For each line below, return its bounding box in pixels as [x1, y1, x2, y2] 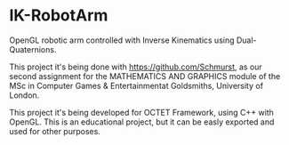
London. [9, 90, 40, 101]
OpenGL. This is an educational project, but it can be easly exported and [9, 117, 275, 127]
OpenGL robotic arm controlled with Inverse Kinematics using [9, 35, 235, 45]
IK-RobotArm [9, 5, 108, 26]
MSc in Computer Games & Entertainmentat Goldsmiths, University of [9, 80, 264, 91]
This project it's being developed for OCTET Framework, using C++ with [9, 107, 274, 117]
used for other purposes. [9, 125, 100, 136]
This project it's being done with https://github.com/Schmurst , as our [9, 61, 262, 72]
